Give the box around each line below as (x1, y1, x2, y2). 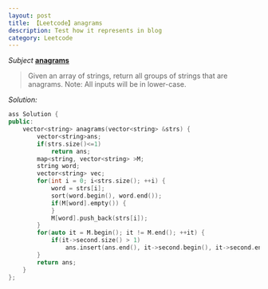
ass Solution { (8, 111, 59, 119)
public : (8, 118, 34, 126)
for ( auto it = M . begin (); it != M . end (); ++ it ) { (37, 228, 205, 237)
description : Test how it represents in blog (8, 26, 162, 34)
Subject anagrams (8, 56, 69, 65)
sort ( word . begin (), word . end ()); (50, 192, 162, 200)
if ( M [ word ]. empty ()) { (50, 199, 127, 207)
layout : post (8, 11, 52, 20)
